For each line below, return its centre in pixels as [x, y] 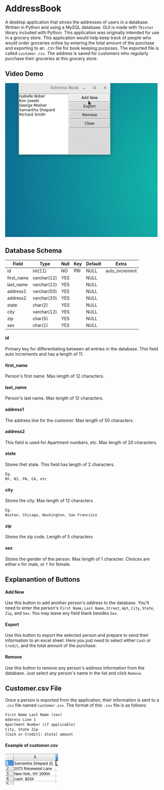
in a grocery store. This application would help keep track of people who [78, 38]
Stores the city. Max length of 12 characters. [50, 501]
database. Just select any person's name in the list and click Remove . [74, 673]
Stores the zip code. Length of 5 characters [49, 537]
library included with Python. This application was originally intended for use [82, 32]
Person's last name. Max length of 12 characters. [54, 398]
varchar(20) [45, 298]
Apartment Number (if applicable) [40, 725]
